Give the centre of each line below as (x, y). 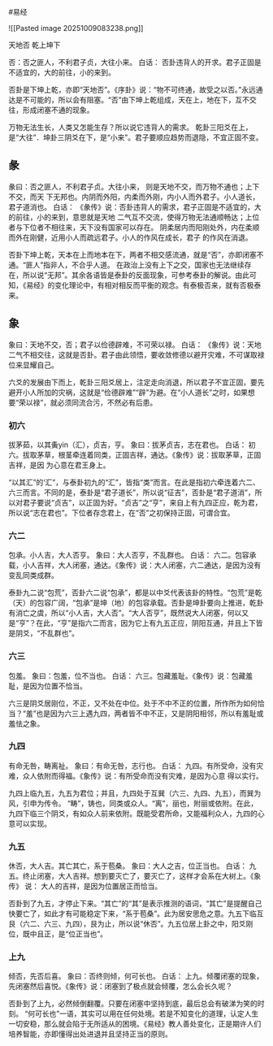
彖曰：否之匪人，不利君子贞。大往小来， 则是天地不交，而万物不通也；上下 (134, 186)
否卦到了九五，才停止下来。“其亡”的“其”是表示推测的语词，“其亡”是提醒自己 (135, 904)
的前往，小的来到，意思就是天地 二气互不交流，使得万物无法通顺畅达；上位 (134, 217)
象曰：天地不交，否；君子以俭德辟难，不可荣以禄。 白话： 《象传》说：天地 (135, 345)
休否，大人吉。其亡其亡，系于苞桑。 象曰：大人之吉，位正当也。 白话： (128, 866)
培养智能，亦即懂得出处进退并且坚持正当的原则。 (90, 1034)
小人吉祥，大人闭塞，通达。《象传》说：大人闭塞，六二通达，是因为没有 (142, 565)
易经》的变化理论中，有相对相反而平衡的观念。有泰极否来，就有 (132, 285)
